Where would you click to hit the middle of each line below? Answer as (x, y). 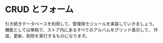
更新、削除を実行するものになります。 (51, 36)
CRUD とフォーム (39, 9)
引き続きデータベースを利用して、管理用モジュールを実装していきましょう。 (81, 24)
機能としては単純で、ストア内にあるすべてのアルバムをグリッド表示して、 (79, 29)
